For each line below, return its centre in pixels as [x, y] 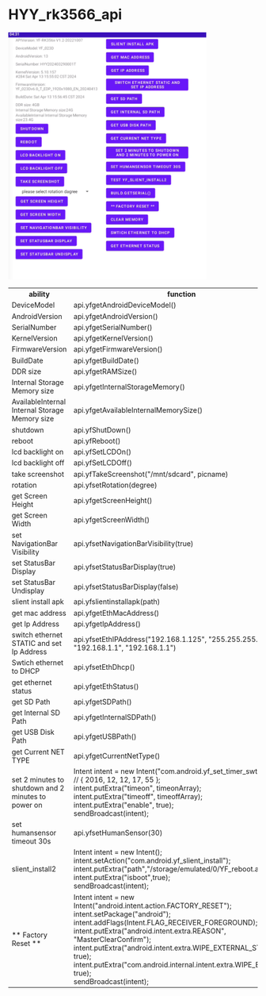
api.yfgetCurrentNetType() [117, 756]
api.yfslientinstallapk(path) [117, 602]
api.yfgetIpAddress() [107, 624]
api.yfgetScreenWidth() [112, 519]
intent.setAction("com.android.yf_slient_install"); [152, 861]
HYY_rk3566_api [65, 15]
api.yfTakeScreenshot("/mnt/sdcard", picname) [151, 474]
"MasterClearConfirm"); [113, 939]
